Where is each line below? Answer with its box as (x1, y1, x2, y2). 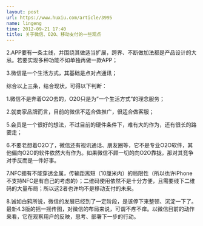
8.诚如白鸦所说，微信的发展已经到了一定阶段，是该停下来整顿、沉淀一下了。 (6, 198, 197, 205)
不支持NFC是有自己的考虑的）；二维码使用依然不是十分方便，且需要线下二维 (6, 177, 196, 185)
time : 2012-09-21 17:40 (6, 26, 67, 32)
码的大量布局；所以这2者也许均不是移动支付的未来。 (6, 185, 138, 192)
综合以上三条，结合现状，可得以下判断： (6, 83, 107, 90)
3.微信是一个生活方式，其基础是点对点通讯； (6, 69, 118, 77)
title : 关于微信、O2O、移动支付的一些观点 (6, 32, 101, 38)
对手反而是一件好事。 (6, 157, 59, 164)
